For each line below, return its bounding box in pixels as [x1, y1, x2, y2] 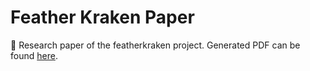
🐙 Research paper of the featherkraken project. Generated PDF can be [10, 39, 301, 51]
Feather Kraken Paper [10, 6, 195, 29]
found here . [10, 49, 58, 61]
